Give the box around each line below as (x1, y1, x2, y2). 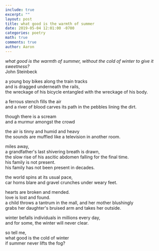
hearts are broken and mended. (5, 189, 70, 195)
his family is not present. (5, 159, 56, 165)
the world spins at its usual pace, (5, 174, 73, 180)
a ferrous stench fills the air (5, 98, 61, 105)
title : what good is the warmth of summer (5, 21, 95, 26)
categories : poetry (5, 30, 46, 35)
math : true (5, 35, 28, 40)
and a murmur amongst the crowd (5, 119, 75, 125)
